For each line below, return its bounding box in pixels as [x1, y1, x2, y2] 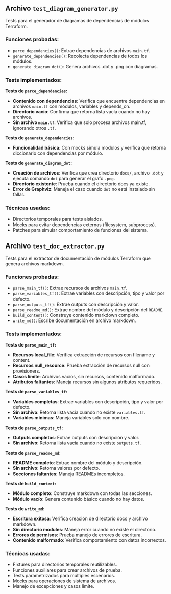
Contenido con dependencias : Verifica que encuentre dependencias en [12, 98, 165, 104]
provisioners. [12, 368, 41, 374]
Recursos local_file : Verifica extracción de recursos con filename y [12, 352, 155, 358]
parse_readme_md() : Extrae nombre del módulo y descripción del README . [12, 306, 164, 313]
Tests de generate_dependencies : [5, 135, 75, 141]
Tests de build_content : [5, 481, 56, 487]
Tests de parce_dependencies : [5, 88, 68, 94]
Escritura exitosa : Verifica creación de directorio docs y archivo [12, 515, 148, 522]
